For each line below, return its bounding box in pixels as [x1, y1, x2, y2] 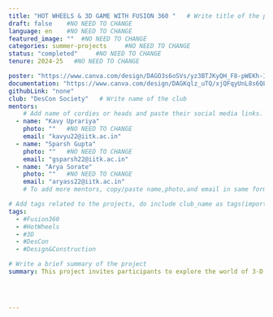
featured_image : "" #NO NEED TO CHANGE [8, 34, 148, 43]
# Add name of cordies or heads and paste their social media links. [23, 110, 264, 118]
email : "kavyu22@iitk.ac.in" [23, 132, 122, 141]
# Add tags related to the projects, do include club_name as [8, 200, 223, 208]
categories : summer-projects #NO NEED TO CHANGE [8, 42, 191, 50]
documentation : [8, 79, 60, 88]
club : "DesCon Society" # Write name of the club [8, 94, 187, 102]
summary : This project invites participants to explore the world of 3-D [8, 267, 264, 276]
